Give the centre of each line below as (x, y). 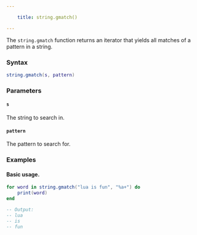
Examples (21, 160)
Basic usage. (23, 174)
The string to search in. (36, 117)
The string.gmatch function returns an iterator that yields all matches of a (99, 40)
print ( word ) (32, 193)
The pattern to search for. (39, 144)
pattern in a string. (30, 46)
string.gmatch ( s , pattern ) (41, 75)
